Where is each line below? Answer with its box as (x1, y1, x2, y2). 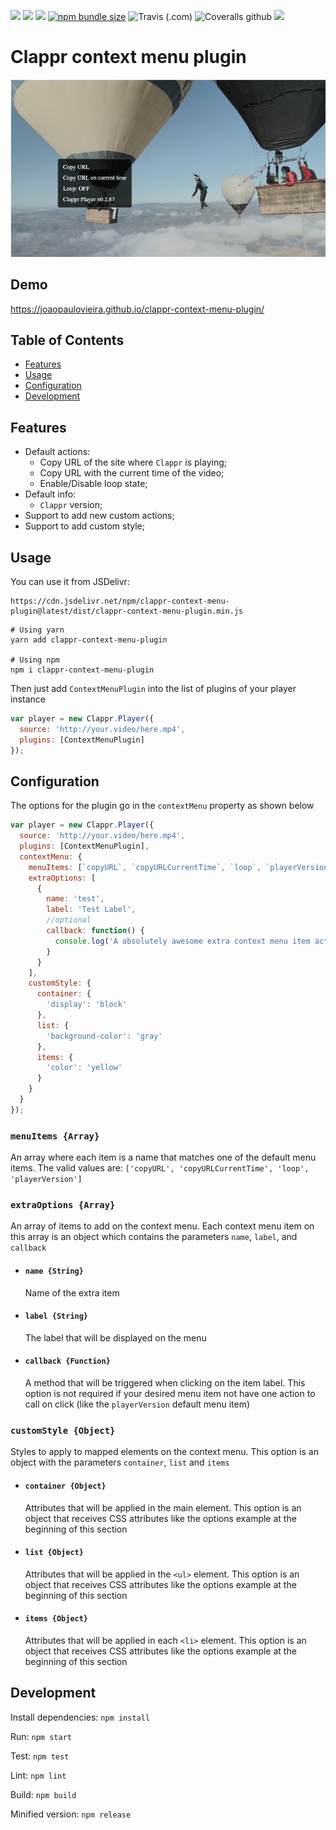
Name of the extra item (24, 1286, 120, 1299)
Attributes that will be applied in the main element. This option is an (24, 1501, 302, 1514)
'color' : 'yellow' (46, 1063, 123, 1073)
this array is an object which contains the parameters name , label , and (10, 1231, 298, 1243)
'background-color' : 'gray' (46, 1031, 163, 1041)
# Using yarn (10, 625, 65, 635)
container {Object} (24, 1481, 107, 1491)
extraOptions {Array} (10, 1200, 116, 1211)
